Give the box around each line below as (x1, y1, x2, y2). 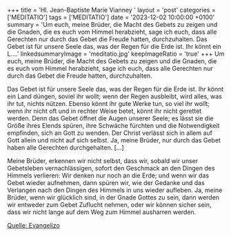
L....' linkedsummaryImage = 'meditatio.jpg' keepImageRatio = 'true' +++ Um (7, 50, 225, 58)
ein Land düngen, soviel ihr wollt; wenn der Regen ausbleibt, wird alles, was (7, 92, 223, 100)
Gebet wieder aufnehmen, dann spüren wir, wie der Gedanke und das (7, 179, 205, 186)
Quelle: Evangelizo (7, 222, 60, 229)
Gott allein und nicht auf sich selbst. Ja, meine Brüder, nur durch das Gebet (7, 136, 221, 144)
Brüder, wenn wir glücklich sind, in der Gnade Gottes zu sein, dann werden (7, 193, 219, 202)
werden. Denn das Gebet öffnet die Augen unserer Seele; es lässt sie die (7, 114, 214, 122)
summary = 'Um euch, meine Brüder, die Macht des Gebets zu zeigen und (7, 21, 218, 28)
